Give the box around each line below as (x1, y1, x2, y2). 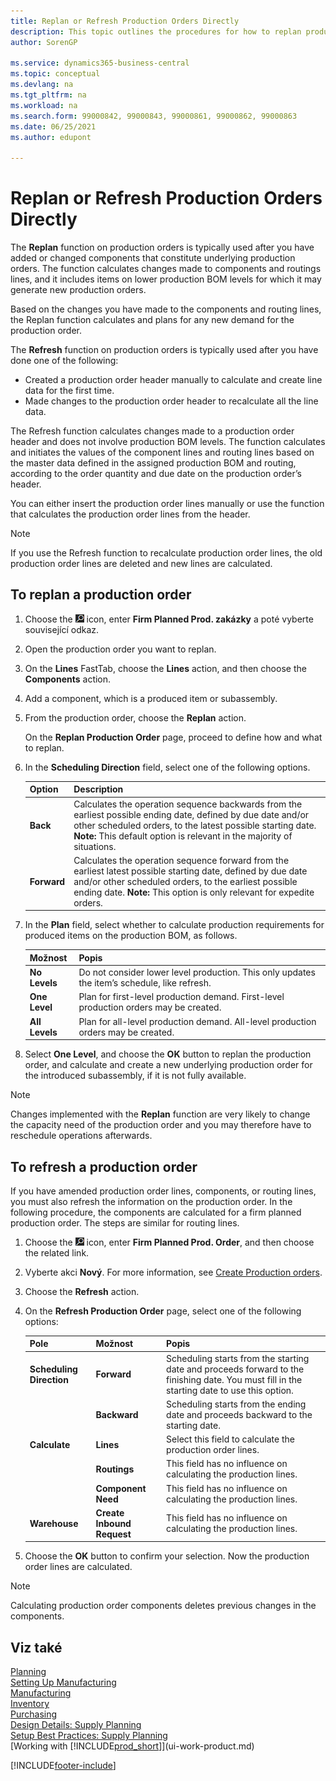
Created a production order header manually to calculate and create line (24, 374, 323, 386)
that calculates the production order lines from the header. (10, 508, 251, 520)
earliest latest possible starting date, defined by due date (73, 865, 308, 877)
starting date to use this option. (166, 1384, 294, 1396)
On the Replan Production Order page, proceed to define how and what (24, 731, 323, 743)
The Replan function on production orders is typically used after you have (10, 241, 315, 254)
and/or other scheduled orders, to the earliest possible (73, 875, 298, 887)
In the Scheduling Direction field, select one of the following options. (24, 761, 311, 773)
